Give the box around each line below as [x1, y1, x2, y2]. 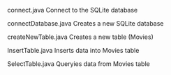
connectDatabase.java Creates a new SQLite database [7, 19, 164, 27]
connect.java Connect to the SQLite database [7, 6, 138, 14]
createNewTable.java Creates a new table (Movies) [7, 33, 154, 41]
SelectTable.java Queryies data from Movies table [7, 60, 150, 68]
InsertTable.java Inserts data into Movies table [7, 47, 140, 54]
